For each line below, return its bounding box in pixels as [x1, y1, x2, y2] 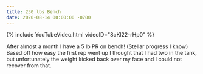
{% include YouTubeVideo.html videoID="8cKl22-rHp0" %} [6, 31, 155, 38]
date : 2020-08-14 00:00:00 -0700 [6, 14, 91, 20]
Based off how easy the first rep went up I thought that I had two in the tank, [6, 49, 198, 56]
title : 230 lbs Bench [6, 8, 61, 15]
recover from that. [6, 61, 52, 69]
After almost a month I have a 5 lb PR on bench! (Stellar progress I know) [6, 43, 188, 50]
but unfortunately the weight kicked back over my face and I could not [6, 55, 182, 63]
